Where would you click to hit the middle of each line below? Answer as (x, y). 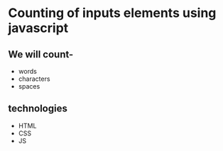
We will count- (41, 54)
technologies (38, 109)
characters (34, 79)
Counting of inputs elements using (112, 13)
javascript (38, 28)
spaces (29, 86)
